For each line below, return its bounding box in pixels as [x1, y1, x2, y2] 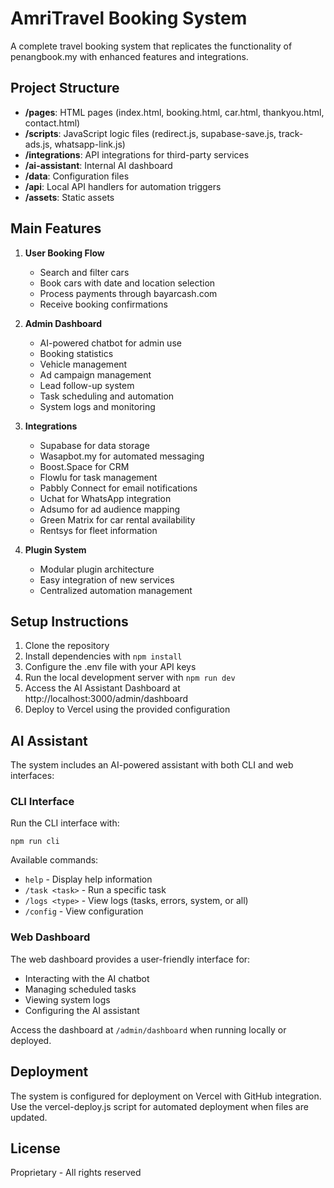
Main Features [10, 220, 102, 237]
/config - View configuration [24, 905, 144, 917]
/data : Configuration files [24, 170, 130, 182]
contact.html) [24, 117, 81, 129]
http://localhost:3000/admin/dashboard [24, 693, 189, 705]
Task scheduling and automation [39, 390, 175, 402]
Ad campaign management [39, 368, 152, 381]
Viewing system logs [24, 993, 111, 1006]
